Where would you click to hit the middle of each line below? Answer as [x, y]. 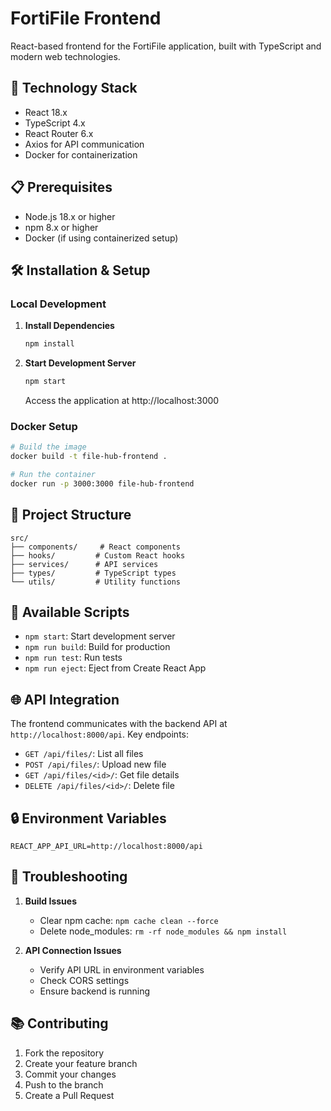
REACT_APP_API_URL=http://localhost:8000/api [106, 847]
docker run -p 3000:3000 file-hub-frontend [102, 483]
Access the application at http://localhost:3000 [122, 400]
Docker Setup [44, 426]
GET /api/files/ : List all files [84, 754]
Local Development [58, 304]
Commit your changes [70, 1074]
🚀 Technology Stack [74, 88]
